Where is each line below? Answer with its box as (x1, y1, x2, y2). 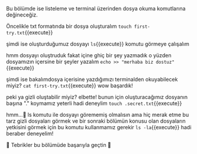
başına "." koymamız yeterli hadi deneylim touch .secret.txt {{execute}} (6, 100, 182, 107)
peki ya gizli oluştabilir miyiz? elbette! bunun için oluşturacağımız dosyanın (6, 94, 188, 100)
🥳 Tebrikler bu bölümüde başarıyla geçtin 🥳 (6, 142, 111, 148)
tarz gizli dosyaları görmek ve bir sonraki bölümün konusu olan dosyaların (6, 117, 186, 124)
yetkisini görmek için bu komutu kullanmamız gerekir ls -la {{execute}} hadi (6, 124, 192, 130)
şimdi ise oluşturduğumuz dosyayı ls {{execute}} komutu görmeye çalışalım (6, 41, 189, 47)
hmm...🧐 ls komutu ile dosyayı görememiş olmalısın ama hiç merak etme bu (6, 112, 189, 118)
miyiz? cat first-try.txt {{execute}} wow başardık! (6, 82, 133, 89)
